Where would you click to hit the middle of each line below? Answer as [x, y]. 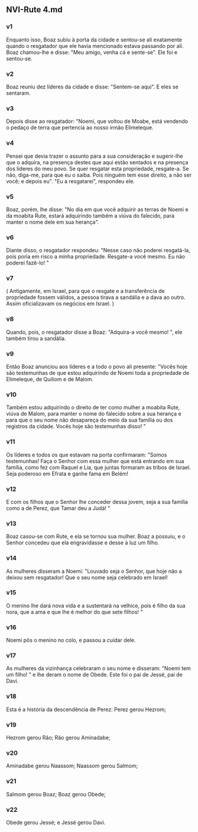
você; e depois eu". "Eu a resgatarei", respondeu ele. [70, 181]
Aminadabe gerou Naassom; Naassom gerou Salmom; [72, 766]
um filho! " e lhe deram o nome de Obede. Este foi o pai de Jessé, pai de [95, 675]
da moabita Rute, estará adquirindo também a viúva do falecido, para [90, 215]
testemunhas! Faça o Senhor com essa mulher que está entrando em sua [95, 461]
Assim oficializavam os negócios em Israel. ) [60, 304]
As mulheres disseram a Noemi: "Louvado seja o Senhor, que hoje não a [94, 571]
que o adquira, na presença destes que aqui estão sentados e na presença [97, 162]
